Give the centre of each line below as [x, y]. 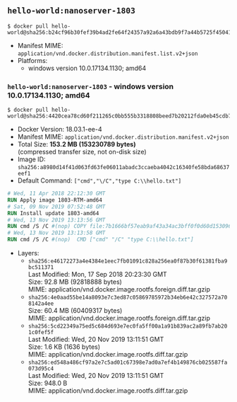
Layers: [28, 253]
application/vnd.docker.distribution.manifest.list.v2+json [108, 53]
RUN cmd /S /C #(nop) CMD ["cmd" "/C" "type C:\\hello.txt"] [101, 240]
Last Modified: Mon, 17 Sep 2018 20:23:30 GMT [97, 275]
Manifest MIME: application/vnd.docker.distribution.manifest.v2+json [123, 137]
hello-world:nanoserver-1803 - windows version [91, 86]
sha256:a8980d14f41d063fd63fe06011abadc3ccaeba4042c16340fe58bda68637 [123, 168]
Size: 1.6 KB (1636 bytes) [64, 347]
